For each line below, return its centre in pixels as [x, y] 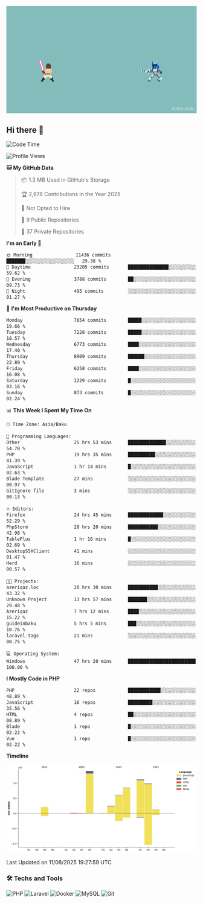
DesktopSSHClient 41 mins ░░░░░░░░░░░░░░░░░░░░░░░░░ [101, 551]
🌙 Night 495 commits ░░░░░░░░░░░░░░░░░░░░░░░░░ [101, 292]
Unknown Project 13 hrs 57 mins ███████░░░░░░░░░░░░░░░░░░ [101, 600]
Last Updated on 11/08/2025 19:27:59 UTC [59, 862]
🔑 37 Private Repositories [53, 232]
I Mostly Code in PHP [33, 678]
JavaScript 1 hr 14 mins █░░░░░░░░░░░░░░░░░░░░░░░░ [101, 467]
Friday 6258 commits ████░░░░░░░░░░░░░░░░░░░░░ [101, 369]
